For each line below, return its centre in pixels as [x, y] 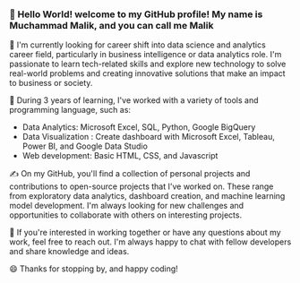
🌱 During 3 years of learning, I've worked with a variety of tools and [134, 100]
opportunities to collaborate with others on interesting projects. [126, 215]
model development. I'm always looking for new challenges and [127, 206]
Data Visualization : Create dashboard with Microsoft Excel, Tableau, [148, 137]
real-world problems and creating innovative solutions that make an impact [147, 73]
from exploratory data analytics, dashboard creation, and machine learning [147, 196]
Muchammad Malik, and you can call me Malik [111, 25]
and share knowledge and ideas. [69, 252]
